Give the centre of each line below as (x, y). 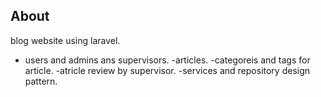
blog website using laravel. (65, 40)
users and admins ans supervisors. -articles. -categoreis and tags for (167, 60)
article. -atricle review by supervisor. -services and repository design (167, 70)
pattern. (41, 81)
